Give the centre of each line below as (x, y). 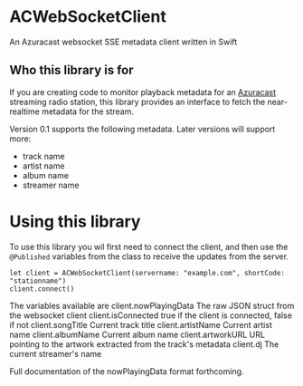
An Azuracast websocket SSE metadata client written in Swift (123, 42)
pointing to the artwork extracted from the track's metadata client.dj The (144, 344)
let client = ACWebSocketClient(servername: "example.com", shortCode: (147, 273)
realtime (25, 111)
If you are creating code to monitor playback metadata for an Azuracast (143, 92)
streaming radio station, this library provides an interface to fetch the (137, 101)
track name (43, 156)
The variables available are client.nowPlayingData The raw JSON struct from (152, 305)
